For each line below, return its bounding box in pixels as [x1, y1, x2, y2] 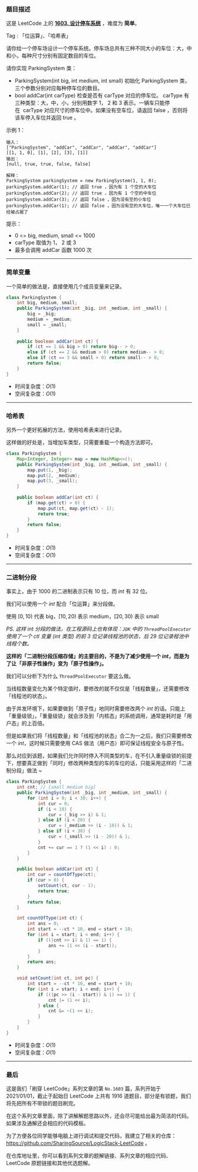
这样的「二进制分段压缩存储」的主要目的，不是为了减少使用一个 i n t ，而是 [6, 653, 184, 660]
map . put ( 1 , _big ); [27, 467, 72, 473]
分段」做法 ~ [11, 767, 42, 774]
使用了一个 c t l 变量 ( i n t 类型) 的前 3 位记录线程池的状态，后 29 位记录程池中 [6, 633, 189, 640]
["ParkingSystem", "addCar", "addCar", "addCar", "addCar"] [6, 145, 157, 151]
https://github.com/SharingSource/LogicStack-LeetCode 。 [6, 1140, 150, 1147]
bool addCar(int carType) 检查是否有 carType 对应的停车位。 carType [14, 92, 183, 99]
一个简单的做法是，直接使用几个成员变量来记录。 [6, 283, 125, 290]
